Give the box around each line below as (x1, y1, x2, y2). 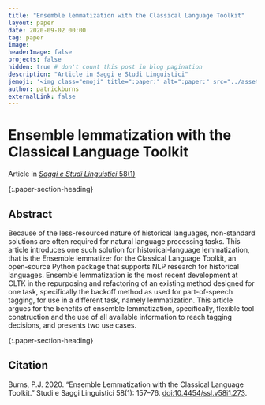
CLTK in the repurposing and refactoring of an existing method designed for (8, 279, 255, 288)
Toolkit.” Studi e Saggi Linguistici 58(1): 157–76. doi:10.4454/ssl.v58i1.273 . (8, 388, 248, 397)
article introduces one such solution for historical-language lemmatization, (8, 246, 250, 254)
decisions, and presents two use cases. (8, 321, 136, 330)
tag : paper (8, 33, 44, 42)
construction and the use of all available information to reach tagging (8, 313, 233, 321)
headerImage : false (8, 48, 73, 56)
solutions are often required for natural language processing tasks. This (8, 237, 241, 246)
